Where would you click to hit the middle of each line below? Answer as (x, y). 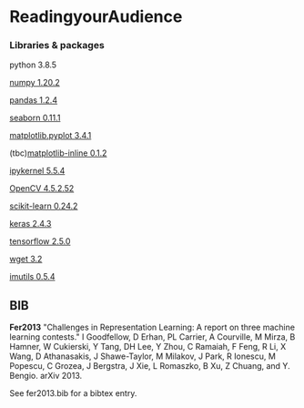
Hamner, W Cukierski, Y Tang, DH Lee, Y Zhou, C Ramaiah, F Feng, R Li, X (148, 347)
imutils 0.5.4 (32, 277)
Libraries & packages (57, 46)
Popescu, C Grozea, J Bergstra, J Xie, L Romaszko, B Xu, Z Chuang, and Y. (150, 366)
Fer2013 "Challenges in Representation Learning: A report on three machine (152, 327)
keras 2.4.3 (30, 224)
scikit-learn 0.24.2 (44, 206)
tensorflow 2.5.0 (40, 241)
